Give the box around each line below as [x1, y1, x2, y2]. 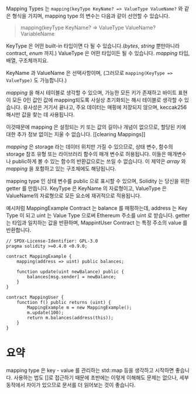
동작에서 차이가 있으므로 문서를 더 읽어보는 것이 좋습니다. [6, 381, 136, 388]
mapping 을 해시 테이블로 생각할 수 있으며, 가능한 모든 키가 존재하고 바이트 [6, 89, 177, 96]
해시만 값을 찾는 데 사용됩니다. [6, 111, 75, 118]
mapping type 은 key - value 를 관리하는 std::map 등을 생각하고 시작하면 [6, 367, 174, 374]
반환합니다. [6, 227, 32, 233]
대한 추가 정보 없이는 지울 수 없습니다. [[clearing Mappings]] [6, 131, 146, 137]
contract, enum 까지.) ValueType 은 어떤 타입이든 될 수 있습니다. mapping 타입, [6, 50, 190, 57]
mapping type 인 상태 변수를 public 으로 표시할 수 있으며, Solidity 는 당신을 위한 [6, 178, 190, 184]
